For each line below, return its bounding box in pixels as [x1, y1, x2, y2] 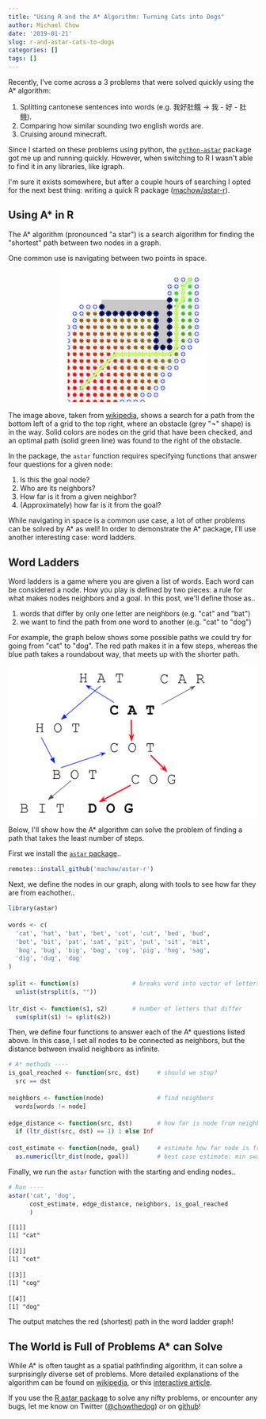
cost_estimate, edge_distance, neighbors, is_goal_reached [28, 1200, 228, 1208]
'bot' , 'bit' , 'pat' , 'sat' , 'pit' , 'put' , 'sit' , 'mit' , [15, 938, 211, 945]
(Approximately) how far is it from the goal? [19, 500, 161, 510]
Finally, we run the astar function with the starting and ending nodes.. [8, 1167, 236, 1176]
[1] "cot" [8, 1256, 41, 1264]
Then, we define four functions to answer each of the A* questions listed [8, 1027, 245, 1037]
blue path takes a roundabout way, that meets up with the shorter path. [8, 650, 240, 659]
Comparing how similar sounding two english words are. [19, 121, 204, 130]
